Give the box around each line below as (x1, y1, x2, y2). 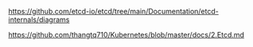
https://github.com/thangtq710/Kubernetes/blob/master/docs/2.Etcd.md (8, 31, 245, 39)
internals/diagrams (8, 15, 70, 24)
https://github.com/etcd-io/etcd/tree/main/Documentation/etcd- (8, 7, 219, 16)
